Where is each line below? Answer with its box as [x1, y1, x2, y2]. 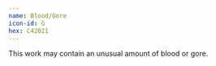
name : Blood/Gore [8, 11, 67, 20]
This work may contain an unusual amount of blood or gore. [8, 49, 209, 59]
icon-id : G [8, 19, 45, 27]
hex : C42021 [8, 27, 49, 35]
